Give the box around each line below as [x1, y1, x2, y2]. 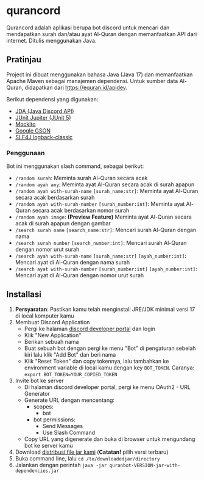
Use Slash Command [42, 429, 96, 436]
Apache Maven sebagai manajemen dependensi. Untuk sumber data [6, 77, 178, 84]
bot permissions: [33, 416, 76, 423]
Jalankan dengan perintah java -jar [15, 461, 107, 468]
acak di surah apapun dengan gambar [15, 220, 111, 227]
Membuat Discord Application [15, 318, 90, 325]
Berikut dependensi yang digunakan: [6, 95, 99, 103]
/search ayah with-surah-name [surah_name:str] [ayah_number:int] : [15, 252, 187, 260]
